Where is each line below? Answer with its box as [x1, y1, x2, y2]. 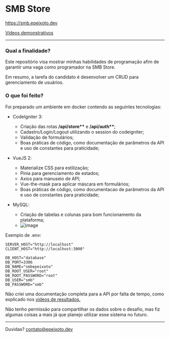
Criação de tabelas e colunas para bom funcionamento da [20, 211, 142, 218]
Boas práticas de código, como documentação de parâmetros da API [20, 139, 164, 145]
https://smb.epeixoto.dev [5, 20, 58, 26]
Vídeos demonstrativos [5, 29, 54, 36]
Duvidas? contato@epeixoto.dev [5, 326, 73, 332]
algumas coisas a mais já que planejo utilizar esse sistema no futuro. [5, 311, 148, 318]
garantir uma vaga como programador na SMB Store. [5, 64, 116, 70]
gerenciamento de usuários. [5, 79, 64, 85]
